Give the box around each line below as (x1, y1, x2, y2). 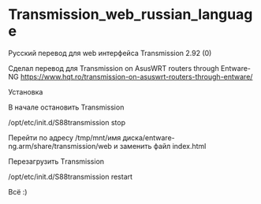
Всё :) (8, 187, 28, 196)
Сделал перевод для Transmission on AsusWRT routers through (8, 63, 219, 72)
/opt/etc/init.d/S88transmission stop (8, 117, 126, 127)
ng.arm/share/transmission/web (8, 141, 113, 150)
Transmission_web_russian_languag (8, 6, 253, 24)
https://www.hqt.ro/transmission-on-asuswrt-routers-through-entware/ (20, 72, 253, 81)
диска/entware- (122, 132, 175, 143)
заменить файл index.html (119, 141, 207, 150)
